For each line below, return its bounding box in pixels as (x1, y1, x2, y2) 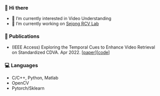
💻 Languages (4, 62, 38, 69)
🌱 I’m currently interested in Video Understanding (11, 16, 112, 22)
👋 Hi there (4, 4, 29, 11)
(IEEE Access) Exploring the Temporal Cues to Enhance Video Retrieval (11, 44, 155, 50)
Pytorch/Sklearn (11, 85, 45, 91)
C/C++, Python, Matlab (11, 74, 59, 80)
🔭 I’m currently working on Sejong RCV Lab (11, 21, 99, 26)
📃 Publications (4, 33, 40, 40)
